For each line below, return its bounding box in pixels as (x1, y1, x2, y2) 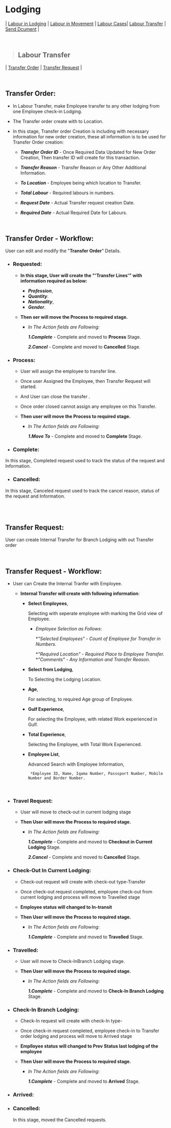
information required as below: (20, 278, 88, 284)
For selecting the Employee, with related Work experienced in (28, 716, 157, 722)
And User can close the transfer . (20, 393, 90, 399)
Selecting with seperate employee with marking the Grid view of (28, 610, 163, 617)
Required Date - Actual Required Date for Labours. (20, 209, 128, 216)
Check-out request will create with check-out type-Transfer (20, 878, 146, 885)
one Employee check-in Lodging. (12, 108, 83, 114)
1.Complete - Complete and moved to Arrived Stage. (28, 1078, 140, 1084)
